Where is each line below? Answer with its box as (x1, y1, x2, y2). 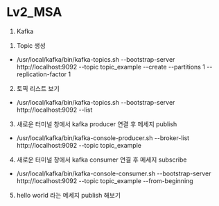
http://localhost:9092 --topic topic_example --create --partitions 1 (16, 62, 206, 71)
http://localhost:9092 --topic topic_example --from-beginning (16, 176, 193, 184)
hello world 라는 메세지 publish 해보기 (16, 191, 121, 199)
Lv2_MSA (6, 4, 62, 20)
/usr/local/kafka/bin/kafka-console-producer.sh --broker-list (16, 133, 190, 142)
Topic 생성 (16, 41, 46, 49)
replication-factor (16, 70, 67, 78)
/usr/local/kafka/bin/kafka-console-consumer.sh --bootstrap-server (16, 169, 211, 178)
